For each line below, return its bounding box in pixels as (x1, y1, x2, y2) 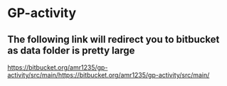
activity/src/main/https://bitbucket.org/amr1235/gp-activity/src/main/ (7, 71, 210, 79)
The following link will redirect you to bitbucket (7, 33, 220, 45)
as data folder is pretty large (7, 44, 135, 56)
